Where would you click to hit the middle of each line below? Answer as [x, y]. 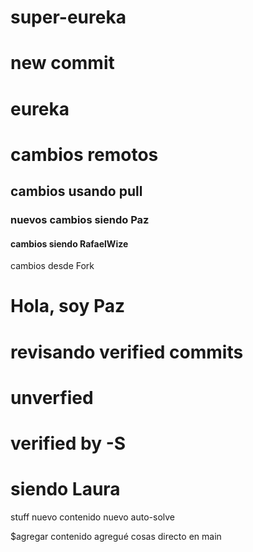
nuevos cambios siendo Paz [80, 220]
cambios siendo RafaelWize [69, 243]
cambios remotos [84, 154]
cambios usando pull [76, 191]
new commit [62, 63]
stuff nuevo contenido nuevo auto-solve [92, 517]
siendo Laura [65, 489]
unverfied [52, 397]
